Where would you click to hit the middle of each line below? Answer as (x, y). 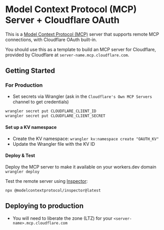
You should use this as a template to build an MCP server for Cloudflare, (81, 49)
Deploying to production (44, 206)
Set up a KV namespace (31, 127)
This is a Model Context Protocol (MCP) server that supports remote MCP (82, 34)
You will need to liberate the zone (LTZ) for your (62, 218)
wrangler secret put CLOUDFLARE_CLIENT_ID (51, 111)
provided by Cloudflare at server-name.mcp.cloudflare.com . (67, 55)
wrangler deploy (22, 172)
